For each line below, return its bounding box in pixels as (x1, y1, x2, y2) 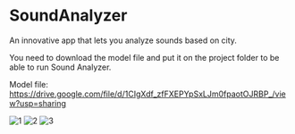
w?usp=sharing (9, 97, 67, 108)
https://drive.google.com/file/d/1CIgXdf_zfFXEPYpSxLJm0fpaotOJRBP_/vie (9, 88, 286, 99)
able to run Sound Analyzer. (9, 62, 112, 72)
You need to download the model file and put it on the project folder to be (9, 52, 280, 63)
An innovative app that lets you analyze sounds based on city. (9, 35, 237, 46)
